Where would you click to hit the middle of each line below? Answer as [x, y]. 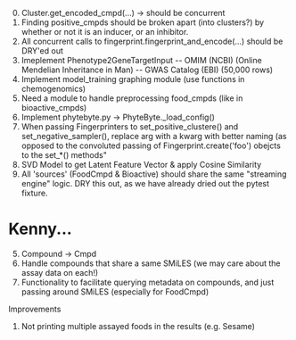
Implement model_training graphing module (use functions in [133, 79]
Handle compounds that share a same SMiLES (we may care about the [151, 263]
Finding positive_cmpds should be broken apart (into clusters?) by [143, 22]
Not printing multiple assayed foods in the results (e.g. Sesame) [138, 326]
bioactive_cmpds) [54, 108]
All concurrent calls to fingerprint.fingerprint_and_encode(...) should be [152, 41]
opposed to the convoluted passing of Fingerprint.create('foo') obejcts [151, 145]
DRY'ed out [42, 51]
